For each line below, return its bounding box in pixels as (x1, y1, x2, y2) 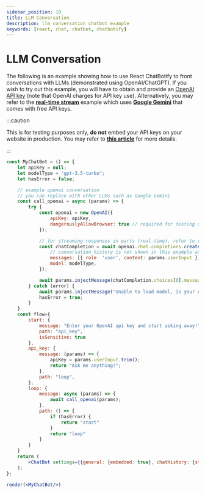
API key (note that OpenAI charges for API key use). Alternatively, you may (6, 92, 193, 100)
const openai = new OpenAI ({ (38, 210, 113, 216)
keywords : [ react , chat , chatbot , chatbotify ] (6, 26, 127, 32)
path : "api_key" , (38, 328, 84, 334)
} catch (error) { (28, 282, 75, 289)
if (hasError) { (49, 413, 92, 419)
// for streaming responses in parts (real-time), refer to (38, 238, 195, 244)
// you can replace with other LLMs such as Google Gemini (17, 193, 171, 199)
